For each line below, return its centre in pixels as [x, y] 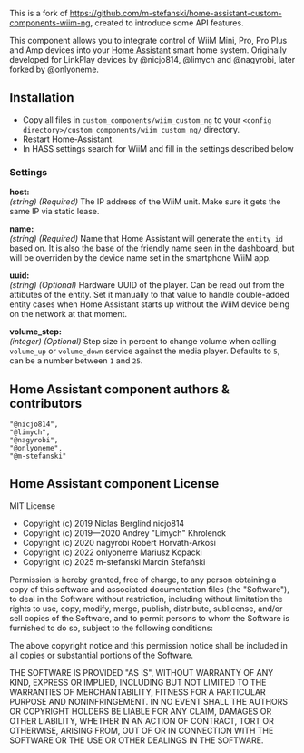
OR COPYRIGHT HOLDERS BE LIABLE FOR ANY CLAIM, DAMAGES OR [141, 711]
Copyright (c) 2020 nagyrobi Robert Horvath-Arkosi [119, 542]
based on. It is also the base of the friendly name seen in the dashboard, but [152, 248]
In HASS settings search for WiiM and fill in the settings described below [158, 148]
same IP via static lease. [54, 212]
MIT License [33, 505]
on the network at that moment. [69, 314]
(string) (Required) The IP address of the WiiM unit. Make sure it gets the [145, 202]
